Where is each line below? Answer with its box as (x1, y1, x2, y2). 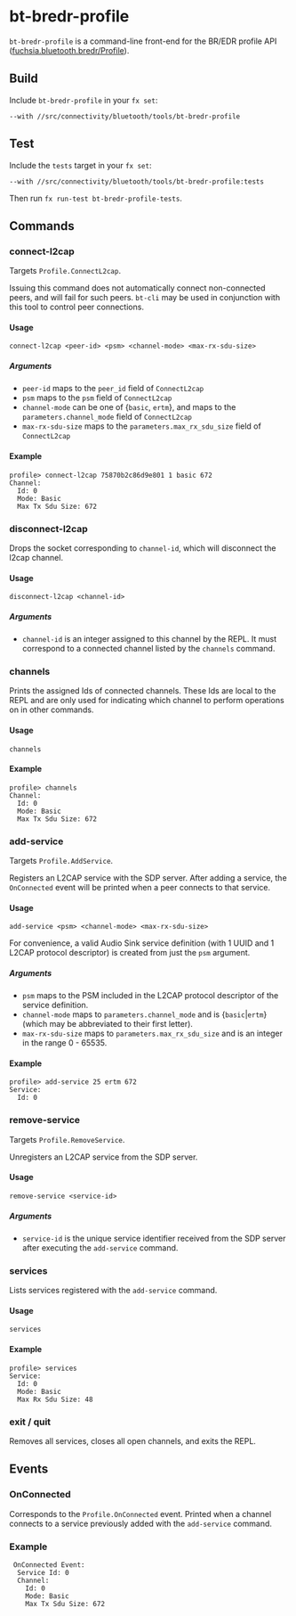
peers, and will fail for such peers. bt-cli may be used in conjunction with (9, 292, 281, 303)
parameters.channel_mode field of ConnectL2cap (21, 412, 193, 422)
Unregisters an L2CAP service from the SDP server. (9, 1152, 198, 1162)
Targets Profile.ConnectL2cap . (9, 266, 122, 276)
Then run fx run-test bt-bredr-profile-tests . (9, 193, 182, 203)
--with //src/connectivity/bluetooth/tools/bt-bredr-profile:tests (9, 176, 265, 186)
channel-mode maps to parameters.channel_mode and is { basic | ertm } (21, 1009, 268, 1020)
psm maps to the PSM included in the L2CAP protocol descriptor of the (21, 990, 279, 1001)
